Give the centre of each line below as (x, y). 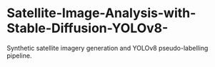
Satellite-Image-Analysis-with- (101, 13)
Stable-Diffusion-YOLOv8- (87, 28)
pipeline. (19, 56)
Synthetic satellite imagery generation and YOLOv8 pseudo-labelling (107, 48)
